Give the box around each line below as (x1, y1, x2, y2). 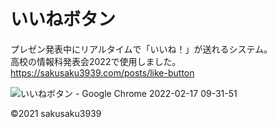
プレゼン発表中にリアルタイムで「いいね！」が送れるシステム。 (10, 43, 273, 55)
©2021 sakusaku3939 (10, 107, 102, 119)
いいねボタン (10, 8, 117, 31)
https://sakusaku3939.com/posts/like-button (10, 66, 195, 79)
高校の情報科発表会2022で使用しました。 (10, 55, 182, 67)
